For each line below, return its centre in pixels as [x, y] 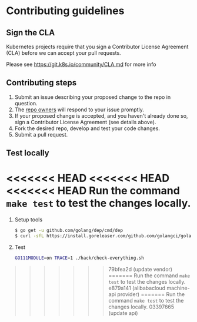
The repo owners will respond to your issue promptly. [79, 109]
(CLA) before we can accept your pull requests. [64, 53]
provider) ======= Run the [151, 294]
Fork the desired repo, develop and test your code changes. [87, 128]
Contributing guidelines [65, 11]
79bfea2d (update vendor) [140, 269]
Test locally [28, 153]
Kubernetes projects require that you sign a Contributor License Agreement [97, 47]
